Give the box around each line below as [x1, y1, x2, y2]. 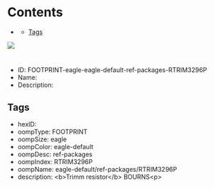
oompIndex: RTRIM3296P [17, 157, 94, 166]
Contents [7, 4, 64, 20]
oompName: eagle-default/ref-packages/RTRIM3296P [17, 165, 177, 173]
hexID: [17, 119, 37, 128]
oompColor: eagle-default [17, 142, 94, 151]
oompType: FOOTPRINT [17, 127, 88, 136]
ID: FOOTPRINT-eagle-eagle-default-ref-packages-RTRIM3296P [17, 66, 208, 74]
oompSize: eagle [17, 135, 67, 143]
